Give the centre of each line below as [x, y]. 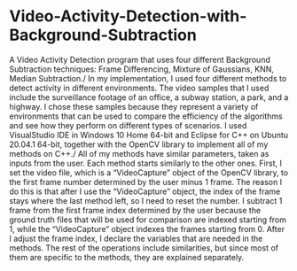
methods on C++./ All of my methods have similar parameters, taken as [139, 153]
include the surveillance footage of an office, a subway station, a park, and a [149, 97]
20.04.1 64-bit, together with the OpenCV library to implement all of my [139, 144]
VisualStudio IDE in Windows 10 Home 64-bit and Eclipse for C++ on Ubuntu [149, 135]
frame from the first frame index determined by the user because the [135, 210]
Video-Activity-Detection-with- [128, 16]
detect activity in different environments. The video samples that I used [139, 88]
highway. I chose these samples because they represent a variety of [134, 106]
